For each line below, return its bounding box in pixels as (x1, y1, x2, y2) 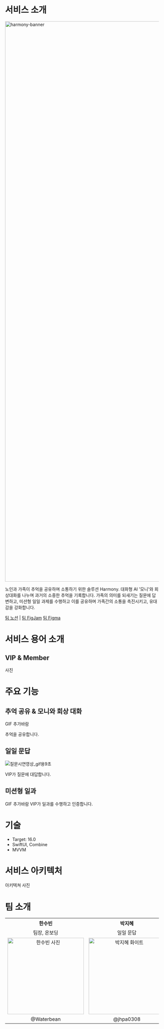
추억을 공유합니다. (5, 731, 40, 737)
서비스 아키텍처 (5, 865, 62, 876)
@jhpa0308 (113, 1016, 141, 1023)
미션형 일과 (5, 787, 37, 795)
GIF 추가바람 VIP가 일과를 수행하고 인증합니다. (5, 801, 93, 807)
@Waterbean (31, 1016, 61, 1023)
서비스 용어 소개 (5, 634, 64, 645)
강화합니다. (14, 604, 36, 610)
